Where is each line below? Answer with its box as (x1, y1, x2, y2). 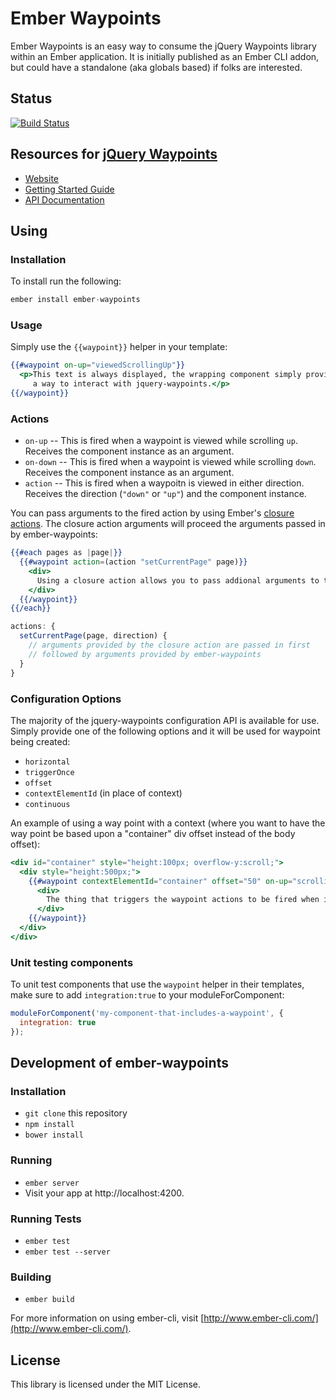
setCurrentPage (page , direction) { (19, 631, 168, 641)
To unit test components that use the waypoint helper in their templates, (10, 978, 305, 991)
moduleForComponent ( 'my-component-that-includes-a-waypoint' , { (10, 1008, 284, 1019)
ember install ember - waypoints (10, 295, 141, 305)
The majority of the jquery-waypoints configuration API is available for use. (10, 714, 320, 726)
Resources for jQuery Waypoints (10, 146, 218, 163)
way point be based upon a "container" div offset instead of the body (10, 827, 296, 839)
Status (10, 90, 53, 107)
